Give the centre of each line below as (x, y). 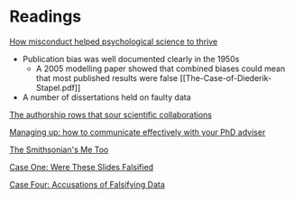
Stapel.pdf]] (58, 87)
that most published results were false (107, 77)
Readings (46, 17)
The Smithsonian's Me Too (59, 149)
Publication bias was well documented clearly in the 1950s (131, 59)
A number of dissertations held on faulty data (106, 97)
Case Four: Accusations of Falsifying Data (87, 184)
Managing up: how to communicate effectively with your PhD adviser (138, 131)
